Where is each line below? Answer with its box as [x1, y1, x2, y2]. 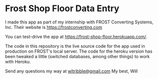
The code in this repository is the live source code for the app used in [5, 43, 145, 49]
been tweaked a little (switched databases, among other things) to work [5, 53, 150, 59]
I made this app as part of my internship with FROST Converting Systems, [5, 19, 154, 25]
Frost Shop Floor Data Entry [5, 3, 120, 14]
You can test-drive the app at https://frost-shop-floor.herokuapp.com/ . [5, 34, 148, 39]
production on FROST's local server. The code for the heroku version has [5, 48, 153, 54]
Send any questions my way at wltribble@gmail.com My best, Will [5, 68, 138, 74]
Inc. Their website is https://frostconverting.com [5, 24, 103, 30]
